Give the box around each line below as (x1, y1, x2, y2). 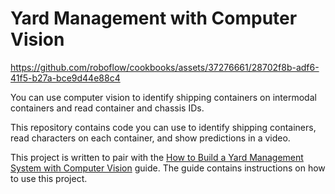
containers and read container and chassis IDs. (10, 102, 205, 114)
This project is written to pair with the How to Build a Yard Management (10, 151, 304, 163)
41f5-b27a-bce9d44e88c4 (10, 72, 121, 84)
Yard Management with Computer (10, 7, 298, 30)
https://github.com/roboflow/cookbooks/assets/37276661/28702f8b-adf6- (10, 61, 320, 73)
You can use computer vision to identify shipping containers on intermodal (10, 91, 317, 103)
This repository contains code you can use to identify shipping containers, (10, 121, 317, 133)
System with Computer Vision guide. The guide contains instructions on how (10, 162, 326, 174)
